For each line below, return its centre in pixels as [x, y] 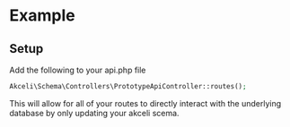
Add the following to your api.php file [78, 70]
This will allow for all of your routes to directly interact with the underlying [145, 103]
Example [42, 16]
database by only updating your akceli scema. [94, 113]
